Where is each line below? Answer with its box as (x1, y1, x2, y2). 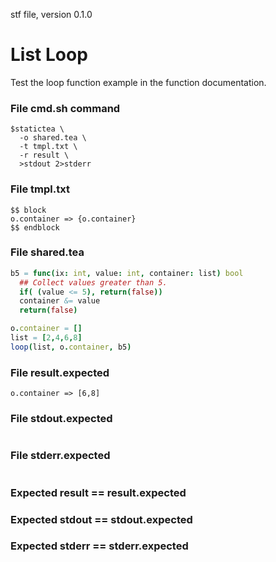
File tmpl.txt (10, 182, 70, 196)
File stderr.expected (10, 449, 111, 463)
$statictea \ (10, 124, 65, 134)
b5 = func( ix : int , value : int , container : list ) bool (10, 268, 244, 278)
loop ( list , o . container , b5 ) (10, 342, 132, 352)
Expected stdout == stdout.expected (10, 512, 193, 526)
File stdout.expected (10, 412, 113, 426)
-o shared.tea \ (19, 133, 87, 143)
